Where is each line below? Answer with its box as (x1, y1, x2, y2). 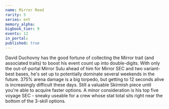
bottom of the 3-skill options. (5, 98, 66, 104)
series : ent (5, 17, 30, 22)
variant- (144, 65, 160, 71)
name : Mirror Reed (5, 7, 44, 13)
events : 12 (5, 31, 28, 36)
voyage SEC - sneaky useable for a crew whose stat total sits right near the (5, 92, 163, 98)
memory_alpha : (5, 21, 36, 27)
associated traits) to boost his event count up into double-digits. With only (5, 60, 160, 66)
